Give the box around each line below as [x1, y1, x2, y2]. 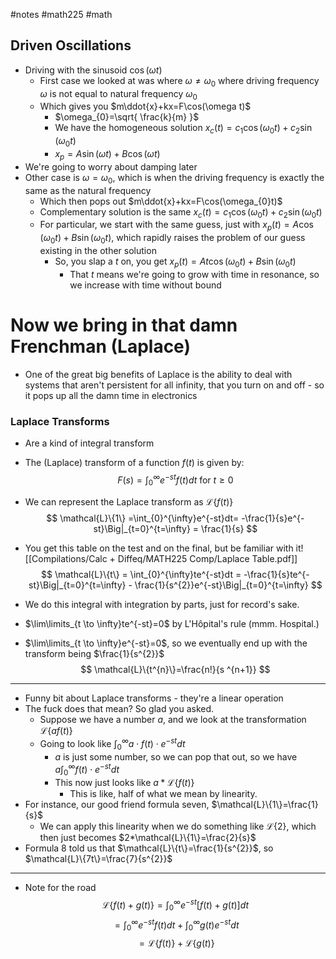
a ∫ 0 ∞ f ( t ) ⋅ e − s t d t [54, 761, 120, 778]
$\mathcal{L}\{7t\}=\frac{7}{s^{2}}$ [24, 853, 173, 865]
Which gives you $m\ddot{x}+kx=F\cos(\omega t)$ [39, 100, 252, 113]
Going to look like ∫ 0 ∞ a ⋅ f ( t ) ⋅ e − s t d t [39, 736, 186, 752]
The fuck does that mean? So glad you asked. [24, 703, 215, 715]
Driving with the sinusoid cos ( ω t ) [24, 64, 163, 76]
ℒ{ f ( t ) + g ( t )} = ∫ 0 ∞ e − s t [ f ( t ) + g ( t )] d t [101, 897, 250, 913]
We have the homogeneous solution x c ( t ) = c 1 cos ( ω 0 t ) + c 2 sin [54, 122, 313, 136]
